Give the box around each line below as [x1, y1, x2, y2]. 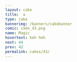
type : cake [5, 16, 28, 21]
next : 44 [5, 40, 23, 45]
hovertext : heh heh [5, 35, 46, 40]
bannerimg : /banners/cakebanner [5, 21, 72, 26]
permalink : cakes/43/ [5, 49, 50, 54]
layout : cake [5, 7, 32, 12]
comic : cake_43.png [5, 26, 46, 31]
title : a [5, 12, 26, 17]
